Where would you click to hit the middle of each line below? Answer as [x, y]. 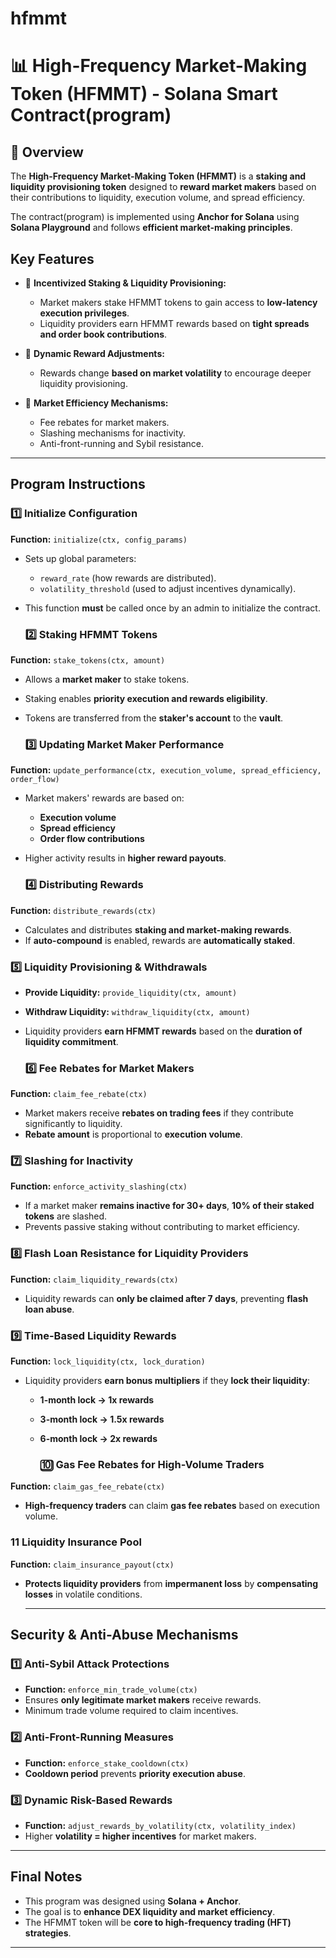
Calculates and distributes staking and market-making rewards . [158, 929]
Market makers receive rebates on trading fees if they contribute [159, 1113]
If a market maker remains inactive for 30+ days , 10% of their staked [169, 1206]
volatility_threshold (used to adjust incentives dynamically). [168, 588]
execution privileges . [84, 313]
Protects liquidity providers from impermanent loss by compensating [171, 1583]
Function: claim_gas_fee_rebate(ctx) [88, 1486]
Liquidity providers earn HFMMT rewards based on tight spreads [174, 323]
